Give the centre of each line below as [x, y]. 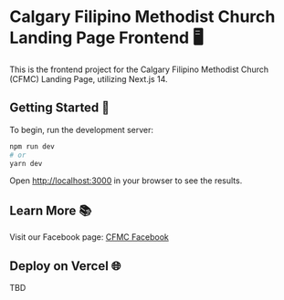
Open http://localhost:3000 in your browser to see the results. [126, 181]
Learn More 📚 [51, 210]
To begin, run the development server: [81, 129]
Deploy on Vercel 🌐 [65, 266]
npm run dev [32, 146]
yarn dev [26, 163]
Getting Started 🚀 [60, 108]
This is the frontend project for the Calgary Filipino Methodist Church [139, 69]
